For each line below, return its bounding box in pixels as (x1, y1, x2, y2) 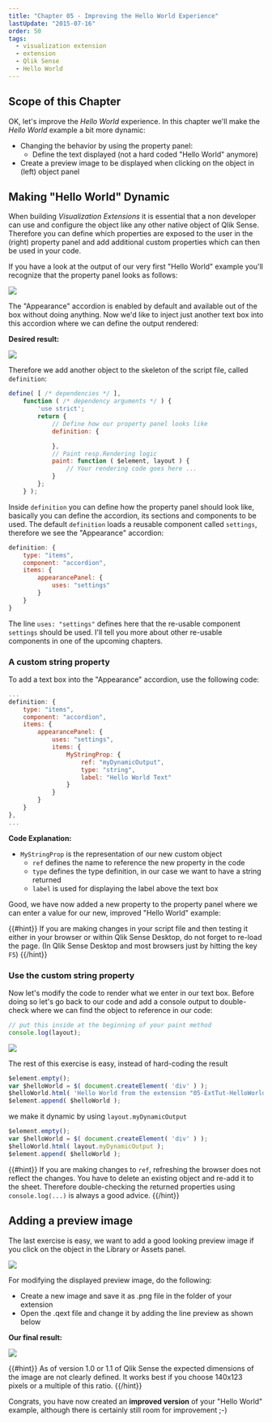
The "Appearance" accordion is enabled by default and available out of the (8, 301, 257, 311)
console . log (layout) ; (8, 1028, 82, 1037)
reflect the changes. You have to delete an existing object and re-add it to (8, 1173, 254, 1183)
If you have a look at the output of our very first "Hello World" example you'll (8, 261, 263, 272)
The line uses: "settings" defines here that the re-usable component (8, 619, 241, 628)
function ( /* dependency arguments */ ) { (23, 397, 172, 406)
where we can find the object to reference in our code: (31, 1005, 213, 1015)
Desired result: (8, 334, 59, 344)
